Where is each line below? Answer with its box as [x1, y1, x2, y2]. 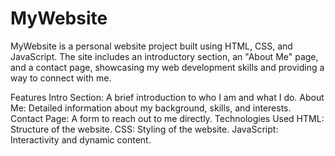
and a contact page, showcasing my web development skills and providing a [10, 61, 325, 73]
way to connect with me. [10, 72, 112, 84]
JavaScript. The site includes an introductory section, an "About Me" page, [10, 50, 319, 62]
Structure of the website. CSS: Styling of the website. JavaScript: [10, 123, 279, 135]
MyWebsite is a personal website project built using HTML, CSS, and [10, 40, 293, 52]
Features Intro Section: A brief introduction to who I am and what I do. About [10, 91, 325, 103]
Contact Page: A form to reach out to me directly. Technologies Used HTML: [10, 112, 325, 124]
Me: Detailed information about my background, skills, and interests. [10, 102, 292, 114]
